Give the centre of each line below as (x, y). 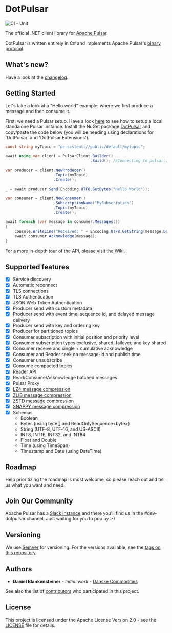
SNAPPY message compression (46, 406)
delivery (21, 320)
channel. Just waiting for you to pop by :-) (71, 519)
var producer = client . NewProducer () (46, 170)
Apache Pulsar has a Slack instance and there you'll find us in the (74, 513)
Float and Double (38, 440)
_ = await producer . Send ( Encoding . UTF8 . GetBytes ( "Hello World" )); (78, 189)
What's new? (27, 65)
